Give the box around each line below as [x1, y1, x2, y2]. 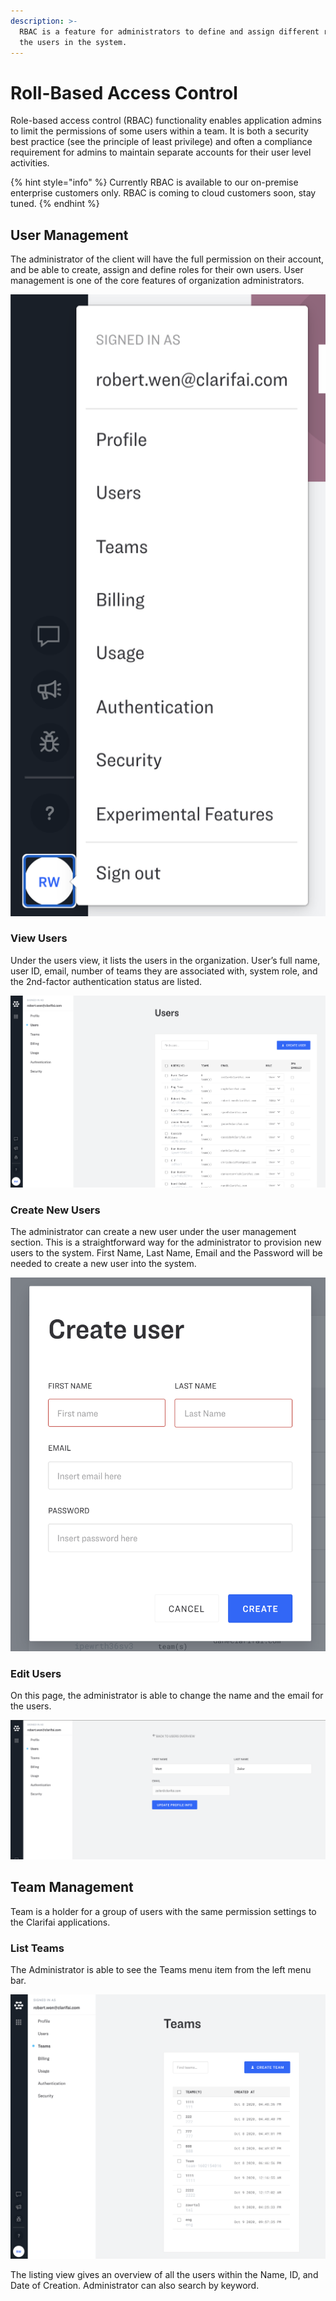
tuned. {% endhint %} [10, 198, 100, 210]
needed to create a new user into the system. [10, 1258, 197, 1270]
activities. [10, 157, 50, 169]
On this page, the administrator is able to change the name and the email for [10, 1690, 324, 1702]
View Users [10, 931, 68, 945]
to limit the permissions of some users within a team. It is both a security [10, 125, 309, 137]
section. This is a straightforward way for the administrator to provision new [10, 1236, 322, 1249]
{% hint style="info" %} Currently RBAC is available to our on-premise [10, 176, 299, 189]
